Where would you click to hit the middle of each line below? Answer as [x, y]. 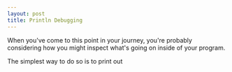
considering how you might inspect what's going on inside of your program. [116, 48]
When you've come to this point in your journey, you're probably [100, 40]
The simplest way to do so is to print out [65, 61]
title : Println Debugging [45, 20]
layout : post [26, 14]
